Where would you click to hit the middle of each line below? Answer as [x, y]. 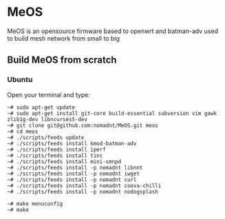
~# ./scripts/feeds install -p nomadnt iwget [73, 174]
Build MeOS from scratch [62, 60]
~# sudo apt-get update [41, 107]
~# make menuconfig [35, 204]
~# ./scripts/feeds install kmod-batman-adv [72, 143]
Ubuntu [20, 80]
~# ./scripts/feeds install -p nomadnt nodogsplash [83, 191]
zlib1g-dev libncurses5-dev [47, 119]
